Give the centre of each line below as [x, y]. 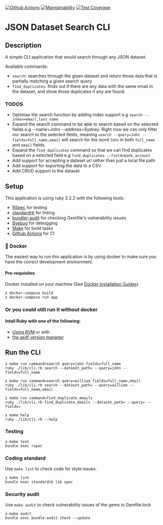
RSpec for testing [30, 208]
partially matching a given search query [52, 81]
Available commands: [27, 66]
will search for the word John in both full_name [108, 140]
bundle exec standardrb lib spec [39, 482]
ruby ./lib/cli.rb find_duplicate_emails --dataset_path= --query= [75, 402]
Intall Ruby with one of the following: [43, 321]
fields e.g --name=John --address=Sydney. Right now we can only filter [85, 129]
